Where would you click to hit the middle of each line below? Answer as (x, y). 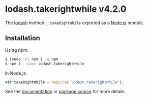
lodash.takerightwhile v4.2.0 (66, 9)
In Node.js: (16, 73)
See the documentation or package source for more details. (66, 92)
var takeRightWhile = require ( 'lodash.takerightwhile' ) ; (65, 82)
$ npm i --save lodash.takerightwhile (45, 64)
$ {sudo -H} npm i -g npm (31, 59)
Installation (23, 38)
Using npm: (17, 50)
